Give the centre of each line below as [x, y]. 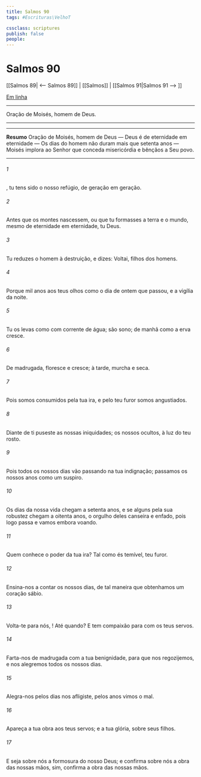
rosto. [13, 439]
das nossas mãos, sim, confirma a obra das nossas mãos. [77, 767]
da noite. [17, 297]
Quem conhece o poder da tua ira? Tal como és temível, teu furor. [87, 555]
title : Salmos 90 [28, 12]
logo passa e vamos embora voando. [52, 523]
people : [16, 40]
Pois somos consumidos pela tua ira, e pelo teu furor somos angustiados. [97, 400]
